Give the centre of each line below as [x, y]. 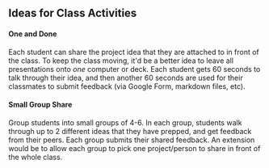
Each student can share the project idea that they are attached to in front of [134, 52]
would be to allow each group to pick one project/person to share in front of [134, 148]
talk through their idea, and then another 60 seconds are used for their [126, 78]
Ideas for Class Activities [73, 13]
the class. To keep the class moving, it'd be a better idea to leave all [121, 61]
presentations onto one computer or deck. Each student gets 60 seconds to [134, 69]
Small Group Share [40, 105]
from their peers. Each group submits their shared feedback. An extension [132, 140]
